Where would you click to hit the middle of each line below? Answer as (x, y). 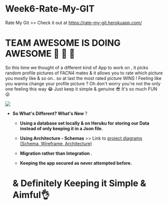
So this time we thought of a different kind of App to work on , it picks (77, 67)
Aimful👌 (31, 195)
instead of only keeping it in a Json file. (61, 128)
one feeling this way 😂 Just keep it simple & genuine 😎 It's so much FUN (81, 89)
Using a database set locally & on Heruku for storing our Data (84, 123)
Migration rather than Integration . (56, 153)
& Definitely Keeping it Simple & (79, 183)
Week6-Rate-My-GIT (50, 9)
